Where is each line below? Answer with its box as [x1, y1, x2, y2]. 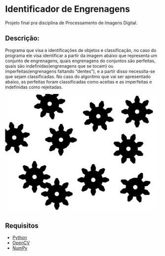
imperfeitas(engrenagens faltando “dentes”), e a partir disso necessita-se [5, 68, 156, 74]
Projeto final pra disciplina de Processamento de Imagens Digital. [5, 20, 138, 26]
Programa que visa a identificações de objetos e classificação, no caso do [5, 47, 157, 53]
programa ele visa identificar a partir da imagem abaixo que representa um [5, 52, 158, 58]
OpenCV [12, 240, 30, 246]
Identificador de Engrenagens [5, 3, 130, 15]
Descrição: [5, 34, 40, 43]
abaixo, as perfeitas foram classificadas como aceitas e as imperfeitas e [5, 79, 152, 85]
